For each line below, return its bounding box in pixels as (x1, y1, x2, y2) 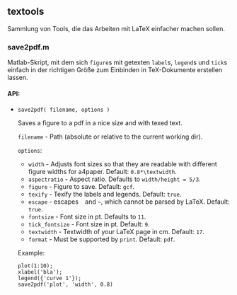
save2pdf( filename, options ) (17, 106, 110, 114)
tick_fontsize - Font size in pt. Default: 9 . (28, 220, 150, 229)
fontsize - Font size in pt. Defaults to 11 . (28, 212, 146, 221)
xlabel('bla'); (17, 269, 63, 276)
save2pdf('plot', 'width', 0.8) (17, 281, 113, 289)
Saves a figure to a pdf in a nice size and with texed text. (17, 119, 183, 127)
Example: (17, 249, 45, 258)
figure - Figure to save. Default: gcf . (28, 183, 135, 191)
